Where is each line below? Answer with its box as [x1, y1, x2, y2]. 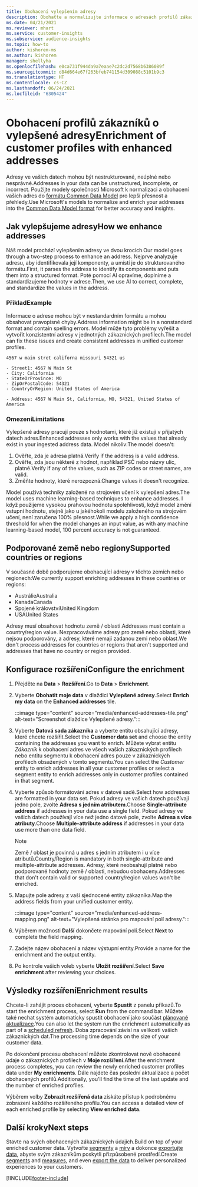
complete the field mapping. [14, 933, 84, 940]
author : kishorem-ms [6, 47, 57, 53]
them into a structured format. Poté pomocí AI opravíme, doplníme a [6, 272, 171, 279]
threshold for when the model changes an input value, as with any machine [6, 520, 189, 527]
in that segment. [14, 777, 55, 784]
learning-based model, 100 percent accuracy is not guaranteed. [6, 526, 161, 533]
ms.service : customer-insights [6, 31, 83, 37]
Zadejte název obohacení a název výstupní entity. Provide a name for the [14, 944, 190, 952]
